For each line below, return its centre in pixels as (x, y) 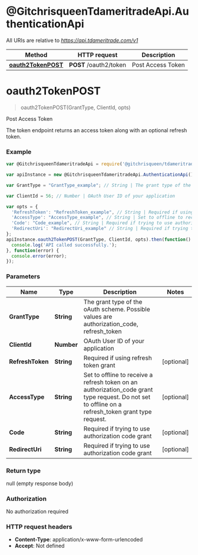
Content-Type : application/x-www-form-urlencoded (79, 540)
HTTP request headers (39, 527)
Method (36, 55)
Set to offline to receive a (118, 375)
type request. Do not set (117, 397)
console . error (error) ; (39, 256)
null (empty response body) (40, 483)
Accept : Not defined (39, 546)
